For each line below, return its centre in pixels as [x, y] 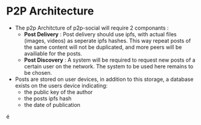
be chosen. [38, 72]
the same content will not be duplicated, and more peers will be [103, 47]
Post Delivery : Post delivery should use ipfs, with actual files [100, 34]
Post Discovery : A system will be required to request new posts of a [110, 60]
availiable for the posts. [53, 53]
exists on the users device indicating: [61, 85]
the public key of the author [58, 92]
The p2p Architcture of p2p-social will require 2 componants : [92, 28]
